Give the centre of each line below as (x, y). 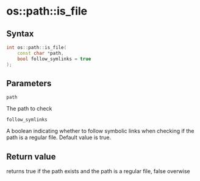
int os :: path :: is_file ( (37, 47)
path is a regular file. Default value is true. (59, 137)
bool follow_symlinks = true (54, 59)
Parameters (29, 83)
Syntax (20, 34)
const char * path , (41, 53)
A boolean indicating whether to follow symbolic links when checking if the (100, 131)
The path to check (29, 109)
